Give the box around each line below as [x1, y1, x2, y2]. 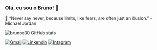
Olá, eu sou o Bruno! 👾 [5, 4, 59, 11]
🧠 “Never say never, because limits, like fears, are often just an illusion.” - [5, 16, 153, 21]
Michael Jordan [5, 20, 37, 26]
